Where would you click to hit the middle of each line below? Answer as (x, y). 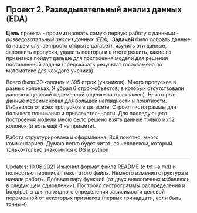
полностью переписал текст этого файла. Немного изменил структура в (97, 172)
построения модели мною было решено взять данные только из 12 (90, 119)
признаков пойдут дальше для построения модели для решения (87, 58)
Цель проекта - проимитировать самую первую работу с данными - (93, 33)
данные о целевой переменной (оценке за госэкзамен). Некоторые (91, 94)
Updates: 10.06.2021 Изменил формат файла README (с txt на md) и (91, 167)
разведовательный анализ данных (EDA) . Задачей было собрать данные (98, 39)
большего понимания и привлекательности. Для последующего (87, 113)
